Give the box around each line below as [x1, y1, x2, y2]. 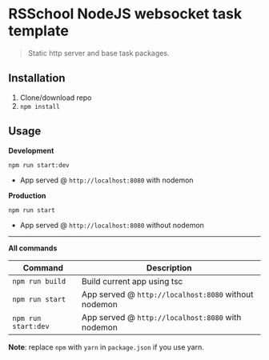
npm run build [12, 277, 66, 286]
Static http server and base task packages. [27, 48, 170, 58]
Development [8, 146, 54, 155]
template [8, 22, 70, 40]
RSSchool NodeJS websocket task [8, 5, 243, 23]
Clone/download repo [19, 93, 92, 102]
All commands [8, 243, 58, 253]
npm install [19, 102, 60, 110]
